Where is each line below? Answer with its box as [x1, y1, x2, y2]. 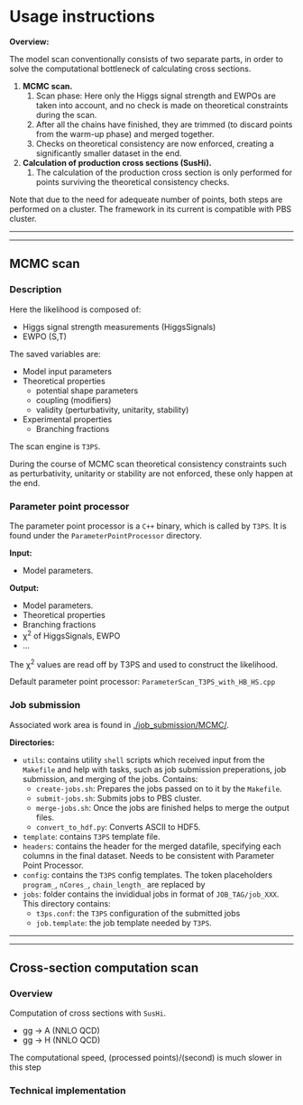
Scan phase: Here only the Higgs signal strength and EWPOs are [35, 90, 277, 101]
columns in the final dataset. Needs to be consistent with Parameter [22, 850, 275, 861]
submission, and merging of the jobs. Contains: [22, 773, 198, 784]
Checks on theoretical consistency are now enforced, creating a [35, 138, 274, 149]
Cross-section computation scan [9, 960, 199, 975]
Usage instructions [9, 6, 155, 27]
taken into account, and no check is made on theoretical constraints [35, 99, 289, 110]
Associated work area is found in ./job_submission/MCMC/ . [9, 719, 230, 730]
